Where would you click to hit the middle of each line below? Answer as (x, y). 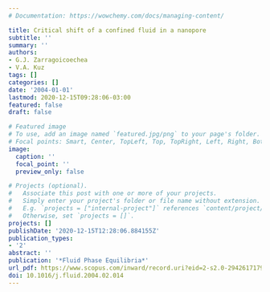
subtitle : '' (30, 38)
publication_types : (41, 238)
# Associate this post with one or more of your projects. (113, 193)
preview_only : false (50, 172)
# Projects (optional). (48, 186)
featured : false (35, 105)
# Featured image (37, 127)
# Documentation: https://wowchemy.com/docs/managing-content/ (117, 16)
